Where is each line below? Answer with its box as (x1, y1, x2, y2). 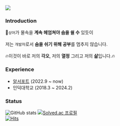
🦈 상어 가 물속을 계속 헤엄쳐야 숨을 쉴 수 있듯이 (5, 29, 93, 36)
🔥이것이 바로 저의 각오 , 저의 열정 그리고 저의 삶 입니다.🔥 (5, 53, 115, 59)
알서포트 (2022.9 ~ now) (12, 78, 64, 84)
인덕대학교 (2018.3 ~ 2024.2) (12, 84, 73, 90)
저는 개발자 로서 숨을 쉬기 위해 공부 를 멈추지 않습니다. (5, 41, 108, 47)
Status (5, 98, 22, 105)
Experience (5, 66, 34, 73)
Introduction (5, 17, 37, 24)
